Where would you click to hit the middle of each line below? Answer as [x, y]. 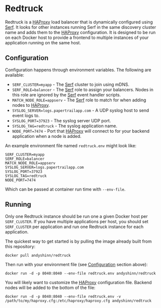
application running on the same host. [43, 42]
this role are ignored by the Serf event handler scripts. [66, 95]
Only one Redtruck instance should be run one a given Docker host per [76, 216]
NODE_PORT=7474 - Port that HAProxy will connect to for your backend [81, 131]
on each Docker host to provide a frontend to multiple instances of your [77, 38]
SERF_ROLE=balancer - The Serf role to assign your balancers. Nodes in [83, 89]
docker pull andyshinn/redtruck [38, 255]
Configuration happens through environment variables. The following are [78, 70]
